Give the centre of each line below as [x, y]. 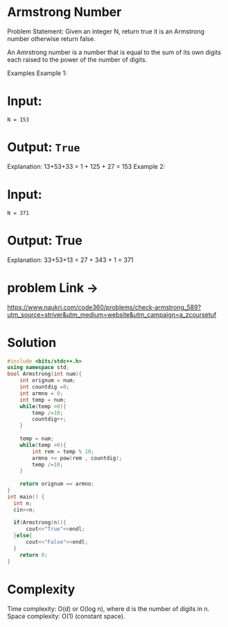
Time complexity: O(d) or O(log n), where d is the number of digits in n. [108, 608]
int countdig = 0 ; [45, 387]
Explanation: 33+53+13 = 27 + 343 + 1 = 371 [70, 260]
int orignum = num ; [48, 381]
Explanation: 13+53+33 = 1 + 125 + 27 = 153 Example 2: [86, 166]
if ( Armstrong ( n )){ [40, 523]
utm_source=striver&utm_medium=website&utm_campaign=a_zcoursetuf [112, 314]
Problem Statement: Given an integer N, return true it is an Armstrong [106, 31]
